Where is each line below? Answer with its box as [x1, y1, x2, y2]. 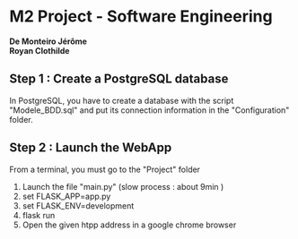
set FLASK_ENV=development [22, 200, 135, 211]
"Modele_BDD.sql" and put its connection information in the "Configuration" [9, 105, 290, 115]
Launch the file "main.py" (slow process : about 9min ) [22, 181, 224, 192]
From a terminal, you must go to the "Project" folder [9, 164, 200, 175]
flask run [22, 209, 56, 220]
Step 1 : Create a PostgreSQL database [9, 72, 229, 87]
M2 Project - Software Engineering [9, 6, 273, 27]
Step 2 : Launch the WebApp [9, 141, 172, 156]
